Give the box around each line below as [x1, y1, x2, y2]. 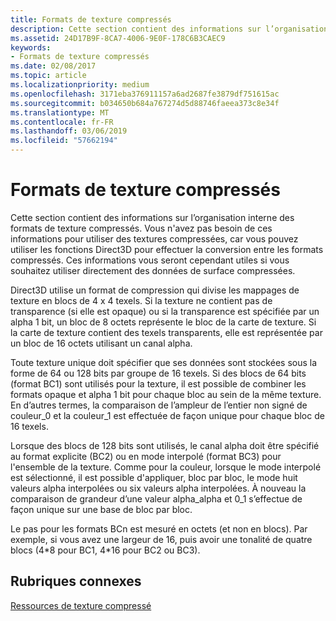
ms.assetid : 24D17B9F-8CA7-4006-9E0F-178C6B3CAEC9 [10, 33, 226, 43]
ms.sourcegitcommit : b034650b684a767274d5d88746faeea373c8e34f [10, 98, 280, 108]
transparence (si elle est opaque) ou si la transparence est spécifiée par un [10, 305, 320, 317]
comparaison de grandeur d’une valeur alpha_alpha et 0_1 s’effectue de [10, 492, 303, 505]
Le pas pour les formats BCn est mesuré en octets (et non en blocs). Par [10, 522, 308, 535]
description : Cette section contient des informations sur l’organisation [10, 24, 329, 34]
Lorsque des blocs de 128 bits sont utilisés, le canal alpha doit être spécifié [10, 439, 320, 451]
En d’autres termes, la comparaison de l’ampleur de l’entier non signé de [10, 399, 308, 411]
